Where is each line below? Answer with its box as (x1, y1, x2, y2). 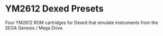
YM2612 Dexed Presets (5, 3, 104, 14)
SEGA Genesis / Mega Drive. (5, 24, 64, 30)
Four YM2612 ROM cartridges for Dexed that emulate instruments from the (5, 19, 159, 25)
